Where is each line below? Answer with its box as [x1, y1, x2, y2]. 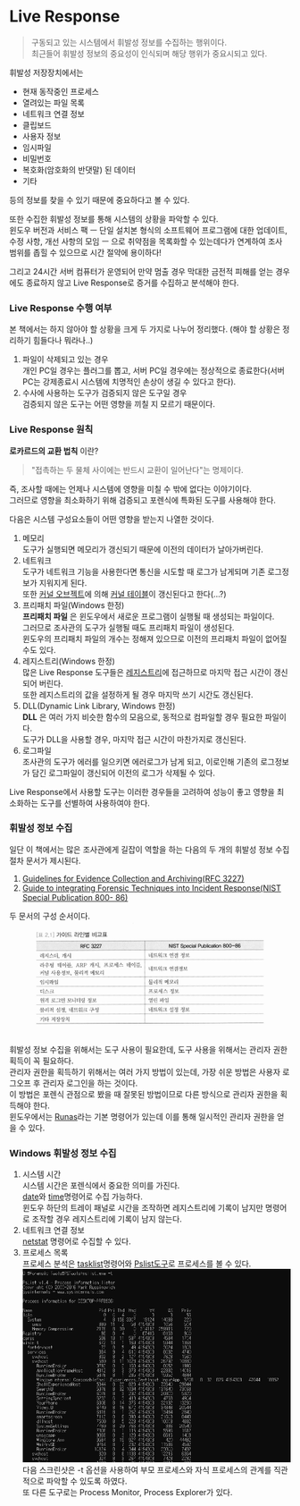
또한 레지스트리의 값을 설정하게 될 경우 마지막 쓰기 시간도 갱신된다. [21, 689, 254, 699]
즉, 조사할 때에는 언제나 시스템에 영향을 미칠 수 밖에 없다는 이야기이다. [9, 483, 252, 494]
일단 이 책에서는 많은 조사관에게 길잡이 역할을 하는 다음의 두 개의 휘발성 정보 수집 [9, 843, 290, 855]
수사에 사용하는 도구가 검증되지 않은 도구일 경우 [21, 387, 187, 399]
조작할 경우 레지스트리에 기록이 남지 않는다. [31, 1214, 183, 1224]
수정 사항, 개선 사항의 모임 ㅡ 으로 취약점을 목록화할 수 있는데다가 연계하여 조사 [9, 235, 283, 247]
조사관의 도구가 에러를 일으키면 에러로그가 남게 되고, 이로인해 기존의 [21, 756, 259, 766]
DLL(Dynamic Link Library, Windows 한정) [21, 700, 176, 711]
